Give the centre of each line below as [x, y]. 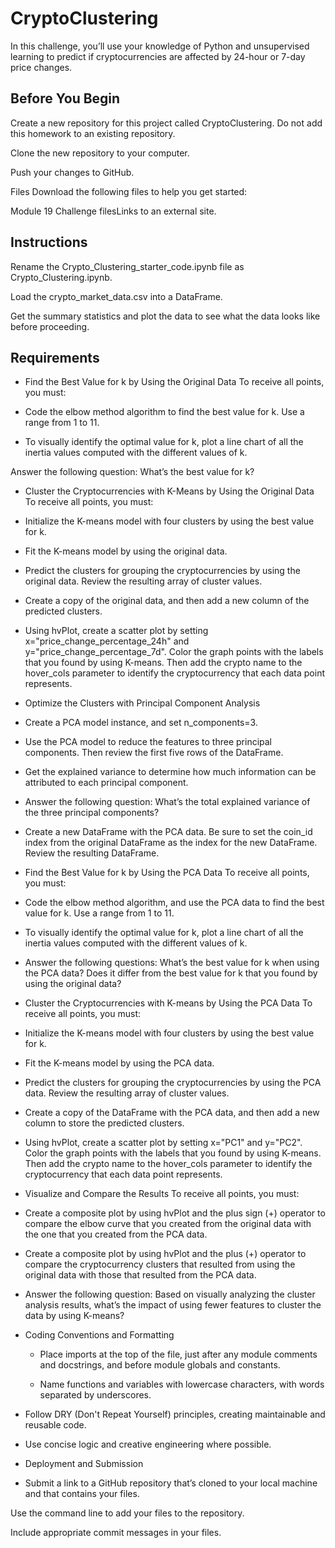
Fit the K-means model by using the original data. [126, 551]
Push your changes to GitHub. [72, 172]
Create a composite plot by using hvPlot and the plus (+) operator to [165, 1254]
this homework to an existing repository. [93, 133]
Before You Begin [65, 98]
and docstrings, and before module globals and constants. [160, 1365]
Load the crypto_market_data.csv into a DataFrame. [116, 296]
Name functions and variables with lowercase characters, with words [182, 1384]
